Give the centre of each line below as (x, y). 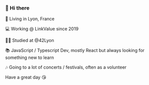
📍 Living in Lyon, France (30, 19)
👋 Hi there (18, 8)
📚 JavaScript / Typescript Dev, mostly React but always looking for (75, 50)
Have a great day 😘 (26, 77)
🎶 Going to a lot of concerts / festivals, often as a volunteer (66, 67)
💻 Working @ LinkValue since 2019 (42, 29)
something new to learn (30, 57)
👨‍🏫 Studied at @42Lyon (30, 40)
